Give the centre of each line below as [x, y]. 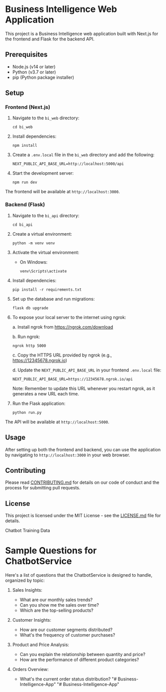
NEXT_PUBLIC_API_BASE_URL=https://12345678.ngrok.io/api [73, 379]
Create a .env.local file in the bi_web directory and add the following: [83, 155]
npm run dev [25, 182]
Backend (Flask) [25, 205]
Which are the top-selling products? [56, 611]
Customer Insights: [32, 620]
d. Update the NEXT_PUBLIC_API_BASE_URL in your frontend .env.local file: [87, 370]
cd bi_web [23, 127]
